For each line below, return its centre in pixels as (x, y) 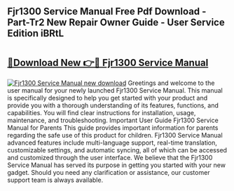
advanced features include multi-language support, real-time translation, (112, 143)
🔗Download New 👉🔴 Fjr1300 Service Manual (108, 62)
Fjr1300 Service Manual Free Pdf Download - (107, 12)
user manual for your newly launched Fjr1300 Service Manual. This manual (115, 90)
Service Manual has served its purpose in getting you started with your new (117, 165)
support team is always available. (55, 180)
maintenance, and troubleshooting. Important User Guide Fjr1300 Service (113, 120)
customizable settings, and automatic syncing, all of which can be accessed (117, 150)
